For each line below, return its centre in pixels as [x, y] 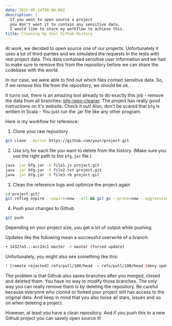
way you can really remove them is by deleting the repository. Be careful [82, 286]
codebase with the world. [32, 70]
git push [15, 218]
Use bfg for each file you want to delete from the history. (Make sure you [89, 150]
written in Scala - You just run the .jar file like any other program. [73, 111]
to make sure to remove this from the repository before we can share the [82, 65]
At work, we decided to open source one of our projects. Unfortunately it [82, 48]
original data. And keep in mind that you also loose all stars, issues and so [83, 297]
